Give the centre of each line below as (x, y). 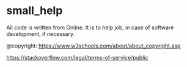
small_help (35, 11)
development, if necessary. (41, 33)
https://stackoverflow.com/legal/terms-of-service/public (77, 57)
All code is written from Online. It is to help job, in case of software (90, 27)
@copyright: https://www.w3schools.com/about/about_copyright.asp (94, 46)
